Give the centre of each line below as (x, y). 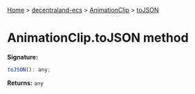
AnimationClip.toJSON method (98, 38)
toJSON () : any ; (29, 69)
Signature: (22, 57)
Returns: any (25, 83)
